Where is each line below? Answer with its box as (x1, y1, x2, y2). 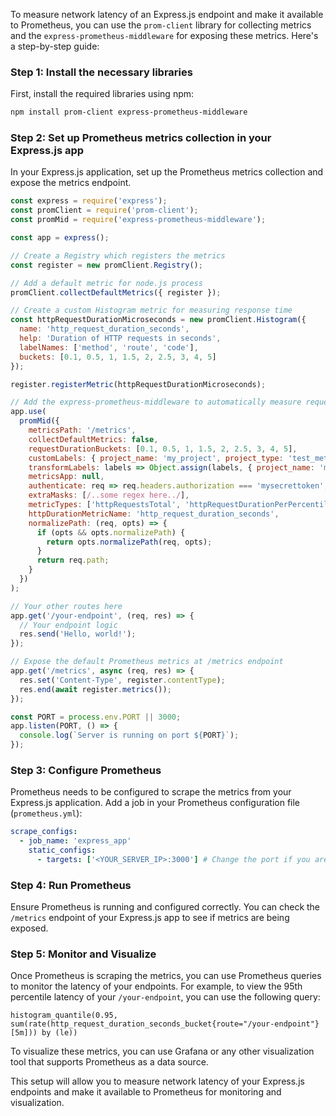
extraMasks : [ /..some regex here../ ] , (28, 490, 190, 501)
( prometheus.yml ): (10, 807, 83, 819)
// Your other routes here (10, 601, 123, 611)
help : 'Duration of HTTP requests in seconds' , (19, 334, 222, 344)
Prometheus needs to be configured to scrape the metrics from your (10, 786, 292, 798)
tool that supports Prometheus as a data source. (10, 1056, 209, 1068)
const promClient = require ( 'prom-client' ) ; (10, 205, 199, 216)
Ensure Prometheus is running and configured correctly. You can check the (10, 901, 321, 913)
